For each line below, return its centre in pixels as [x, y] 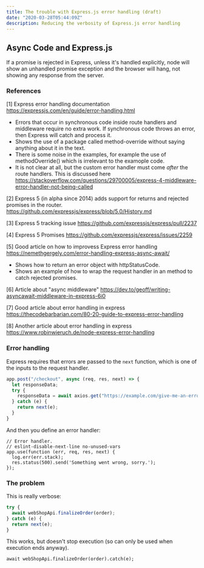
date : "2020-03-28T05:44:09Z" [45, 18]
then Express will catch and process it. [63, 135]
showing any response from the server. [55, 75]
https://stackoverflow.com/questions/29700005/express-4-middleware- [106, 180]
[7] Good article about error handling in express [66, 308]
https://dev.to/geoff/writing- [135, 289]
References [24, 91]
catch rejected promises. [46, 278]
